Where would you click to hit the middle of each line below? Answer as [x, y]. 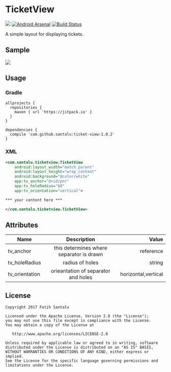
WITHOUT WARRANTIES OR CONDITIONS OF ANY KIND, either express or [77, 352]
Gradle [14, 93]
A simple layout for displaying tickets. [45, 34]
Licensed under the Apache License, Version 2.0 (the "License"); [77, 316]
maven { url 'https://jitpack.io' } [53, 112]
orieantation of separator [80, 271]
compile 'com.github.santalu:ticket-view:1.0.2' [62, 134]
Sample [18, 50]
